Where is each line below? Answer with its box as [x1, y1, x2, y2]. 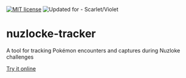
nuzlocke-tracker [6, 27, 96, 41]
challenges [6, 53, 34, 60]
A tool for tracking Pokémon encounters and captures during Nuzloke [6, 47, 181, 54]
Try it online [6, 65, 36, 72]
